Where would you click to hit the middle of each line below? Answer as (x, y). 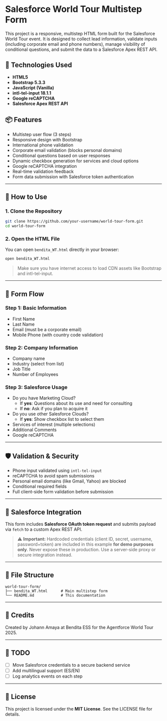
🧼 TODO (18, 653)
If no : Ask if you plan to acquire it (54, 409)
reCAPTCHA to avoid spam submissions (53, 476)
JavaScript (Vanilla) (33, 88)
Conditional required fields (40, 486)
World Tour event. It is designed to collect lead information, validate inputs (81, 39)
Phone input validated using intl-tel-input (57, 471)
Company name (29, 359)
